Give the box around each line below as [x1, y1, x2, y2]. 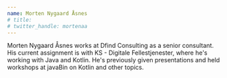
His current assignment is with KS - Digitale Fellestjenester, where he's [7, 49, 208, 57]
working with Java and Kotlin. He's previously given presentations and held [7, 56, 220, 64]
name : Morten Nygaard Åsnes [7, 10, 88, 17]
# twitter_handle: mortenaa [7, 23, 88, 29]
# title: [7, 16, 32, 23]
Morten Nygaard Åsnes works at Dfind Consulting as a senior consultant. [7, 42, 215, 50]
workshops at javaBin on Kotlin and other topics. [7, 63, 144, 72]
